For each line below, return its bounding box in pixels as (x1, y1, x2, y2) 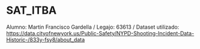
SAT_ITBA (6, 4, 57, 17)
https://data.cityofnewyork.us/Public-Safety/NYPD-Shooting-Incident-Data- (6, 29, 195, 36)
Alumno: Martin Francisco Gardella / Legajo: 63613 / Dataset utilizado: (6, 23, 180, 30)
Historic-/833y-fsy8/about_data (6, 36, 85, 43)
